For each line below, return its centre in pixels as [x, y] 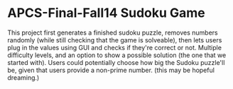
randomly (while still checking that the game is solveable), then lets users [115, 40]
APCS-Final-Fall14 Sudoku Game [107, 13]
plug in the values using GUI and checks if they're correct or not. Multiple [115, 47]
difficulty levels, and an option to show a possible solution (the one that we [117, 55]
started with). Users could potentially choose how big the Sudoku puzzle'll [116, 62]
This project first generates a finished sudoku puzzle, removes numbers [113, 32]
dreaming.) [23, 77]
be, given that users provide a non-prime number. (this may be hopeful [111, 70]
